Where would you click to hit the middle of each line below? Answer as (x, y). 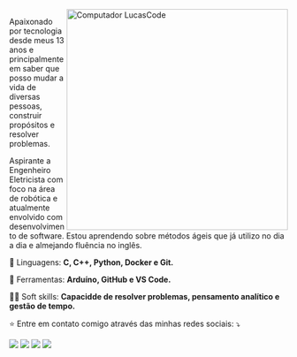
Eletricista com (36, 179)
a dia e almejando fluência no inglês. (76, 245)
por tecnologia (36, 31)
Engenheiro (30, 170)
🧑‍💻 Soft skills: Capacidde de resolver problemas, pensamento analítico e (145, 296)
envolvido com (36, 217)
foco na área (32, 189)
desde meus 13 (37, 40)
